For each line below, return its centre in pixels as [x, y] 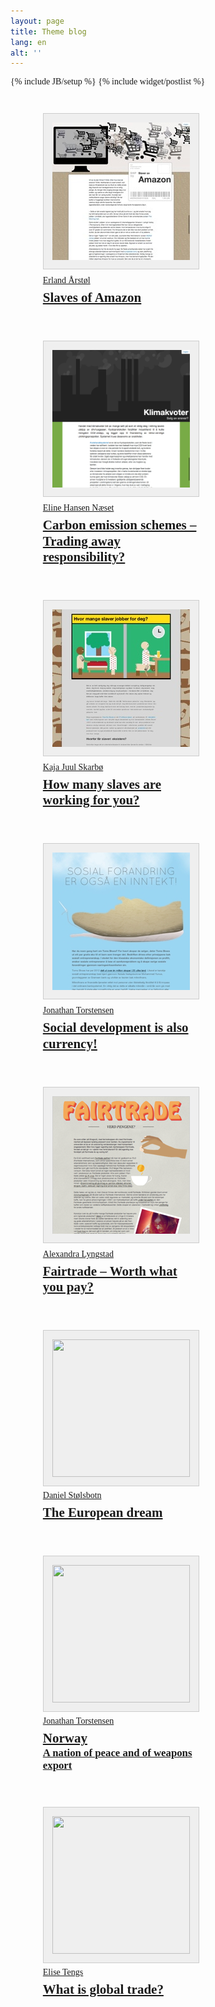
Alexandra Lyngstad [78, 1253]
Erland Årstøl [66, 280]
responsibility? [84, 556]
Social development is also [115, 1028]
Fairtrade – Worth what [110, 1271]
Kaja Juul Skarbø [73, 767]
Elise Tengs [63, 1972]
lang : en [28, 42]
